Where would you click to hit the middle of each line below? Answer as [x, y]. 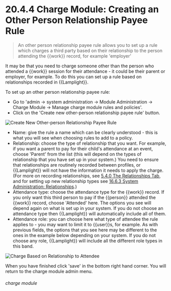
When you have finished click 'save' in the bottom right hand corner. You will [86, 266]
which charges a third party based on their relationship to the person [90, 50]
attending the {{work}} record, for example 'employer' [75, 56]
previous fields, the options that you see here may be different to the [85, 230]
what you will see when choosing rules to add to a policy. [73, 138]
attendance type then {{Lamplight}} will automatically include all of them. [89, 214]
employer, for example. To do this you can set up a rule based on [74, 76]
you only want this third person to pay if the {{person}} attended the [84, 197]
